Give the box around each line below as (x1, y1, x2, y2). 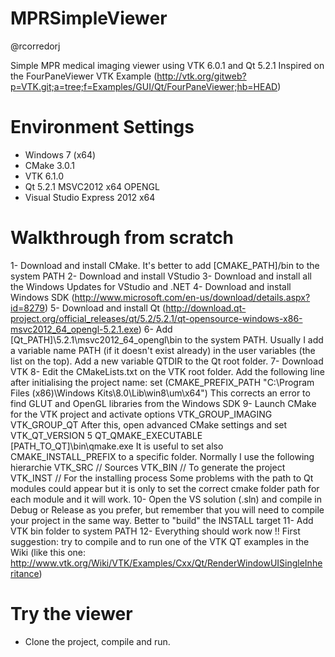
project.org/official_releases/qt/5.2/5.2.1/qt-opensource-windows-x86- (10, 312, 303, 324)
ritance (10, 567, 40, 579)
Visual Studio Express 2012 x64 (24, 191, 156, 203)
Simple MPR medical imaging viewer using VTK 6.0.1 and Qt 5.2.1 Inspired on (10, 59, 325, 71)
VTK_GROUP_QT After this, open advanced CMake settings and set (10, 418, 288, 431)
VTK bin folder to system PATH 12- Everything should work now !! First (10, 525, 301, 537)
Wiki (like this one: (10, 546, 86, 558)
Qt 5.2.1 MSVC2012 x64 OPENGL (24, 180, 160, 192)
